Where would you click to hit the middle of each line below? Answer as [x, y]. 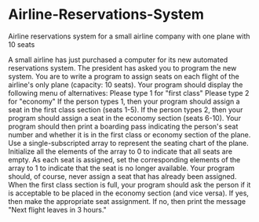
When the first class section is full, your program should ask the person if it [129, 184]
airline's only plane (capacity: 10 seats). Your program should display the [126, 85]
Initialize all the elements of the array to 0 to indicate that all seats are [120, 151]
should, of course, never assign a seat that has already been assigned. [122, 176]
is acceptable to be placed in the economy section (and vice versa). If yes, [129, 193]
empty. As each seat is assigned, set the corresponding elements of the [124, 159]
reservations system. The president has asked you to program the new [122, 67]
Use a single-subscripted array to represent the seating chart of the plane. [128, 143]
